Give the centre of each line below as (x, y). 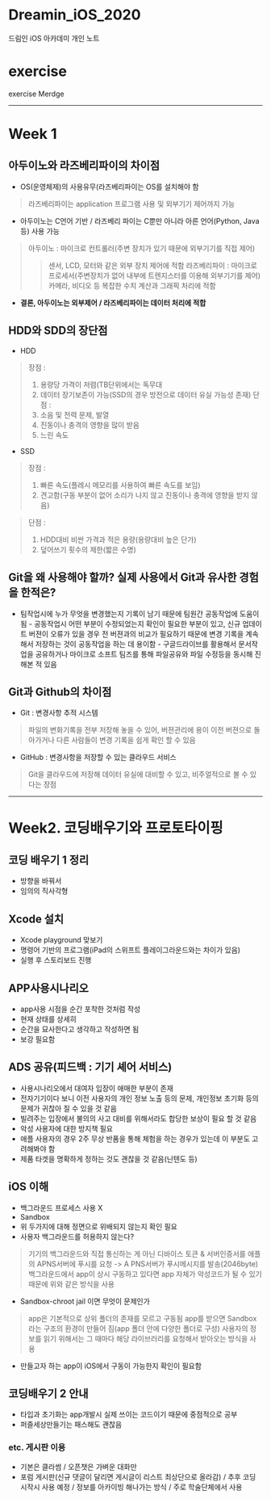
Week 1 (33, 134)
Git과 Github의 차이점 (60, 692)
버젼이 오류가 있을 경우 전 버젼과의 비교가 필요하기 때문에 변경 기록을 (136, 634)
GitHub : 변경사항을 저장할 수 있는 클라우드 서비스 (98, 758)
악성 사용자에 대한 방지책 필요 (66, 1128)
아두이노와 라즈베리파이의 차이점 (84, 166)
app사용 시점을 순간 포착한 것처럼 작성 (80, 1009)
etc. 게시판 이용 (37, 1447)
